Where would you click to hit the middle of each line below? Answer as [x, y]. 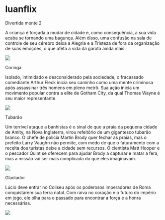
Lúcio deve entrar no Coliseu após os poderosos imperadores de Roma [78, 187]
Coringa [13, 67]
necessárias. [18, 203]
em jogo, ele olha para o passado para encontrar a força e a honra [73, 198]
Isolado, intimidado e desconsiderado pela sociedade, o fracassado [75, 77]
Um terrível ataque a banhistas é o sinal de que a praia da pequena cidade [81, 127]
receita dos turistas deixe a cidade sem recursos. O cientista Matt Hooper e [82, 148]
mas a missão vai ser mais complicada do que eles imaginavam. [71, 158]
